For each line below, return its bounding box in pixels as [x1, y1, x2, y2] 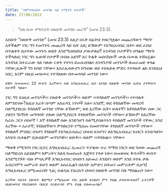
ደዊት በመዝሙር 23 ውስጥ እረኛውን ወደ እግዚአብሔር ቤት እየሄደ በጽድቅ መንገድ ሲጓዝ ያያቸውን [5, 81, 156, 86]
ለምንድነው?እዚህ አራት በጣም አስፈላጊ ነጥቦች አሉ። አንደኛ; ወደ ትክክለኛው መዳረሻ [5, 100, 144, 106]
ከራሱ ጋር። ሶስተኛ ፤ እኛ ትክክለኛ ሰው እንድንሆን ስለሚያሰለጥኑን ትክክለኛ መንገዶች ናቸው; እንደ [5, 117, 163, 123]
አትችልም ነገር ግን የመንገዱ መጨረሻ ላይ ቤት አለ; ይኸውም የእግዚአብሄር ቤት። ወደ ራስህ [5, 42, 152, 48]
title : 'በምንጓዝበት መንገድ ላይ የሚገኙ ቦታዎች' [5, 7, 87, 13]
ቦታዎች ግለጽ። [5, 85, 27, 90]
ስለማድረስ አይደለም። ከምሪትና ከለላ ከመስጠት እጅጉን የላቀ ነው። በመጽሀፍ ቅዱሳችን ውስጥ [5, 150, 157, 156]
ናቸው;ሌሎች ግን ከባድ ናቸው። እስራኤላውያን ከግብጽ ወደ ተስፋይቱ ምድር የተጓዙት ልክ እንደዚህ [5, 65, 162, 71]
